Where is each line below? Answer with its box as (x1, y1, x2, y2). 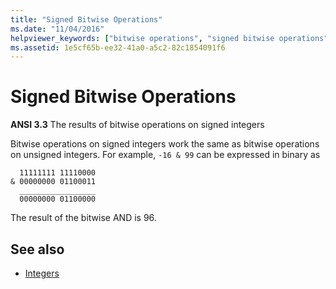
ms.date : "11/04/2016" (10, 24, 105, 34)
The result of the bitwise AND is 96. (10, 212, 157, 224)
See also (10, 241, 65, 258)
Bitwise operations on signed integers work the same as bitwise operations (10, 138, 320, 150)
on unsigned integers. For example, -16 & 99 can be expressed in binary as (10, 149, 321, 161)
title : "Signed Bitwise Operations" (10, 14, 163, 25)
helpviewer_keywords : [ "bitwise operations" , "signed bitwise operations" (10, 33, 329, 43)
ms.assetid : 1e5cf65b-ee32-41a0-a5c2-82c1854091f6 (10, 42, 226, 53)
